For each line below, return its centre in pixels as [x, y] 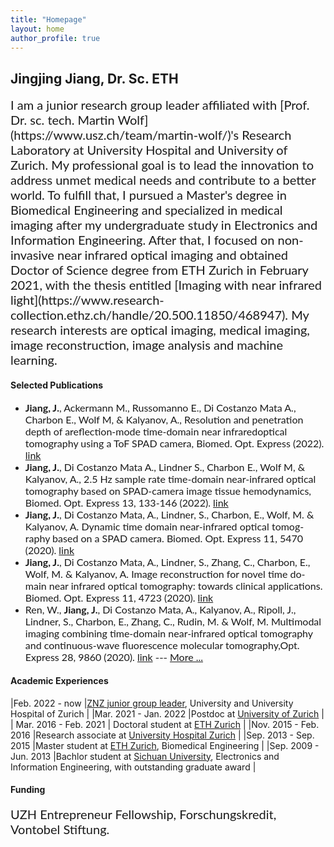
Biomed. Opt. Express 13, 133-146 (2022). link [126, 503]
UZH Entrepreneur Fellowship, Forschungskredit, [143, 814]
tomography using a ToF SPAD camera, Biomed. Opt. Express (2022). [174, 443]
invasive [32, 255]
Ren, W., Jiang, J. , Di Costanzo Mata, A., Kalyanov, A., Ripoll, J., [160, 609]
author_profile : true [55, 38]
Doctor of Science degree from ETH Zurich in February [159, 270]
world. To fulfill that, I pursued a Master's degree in [148, 195]
